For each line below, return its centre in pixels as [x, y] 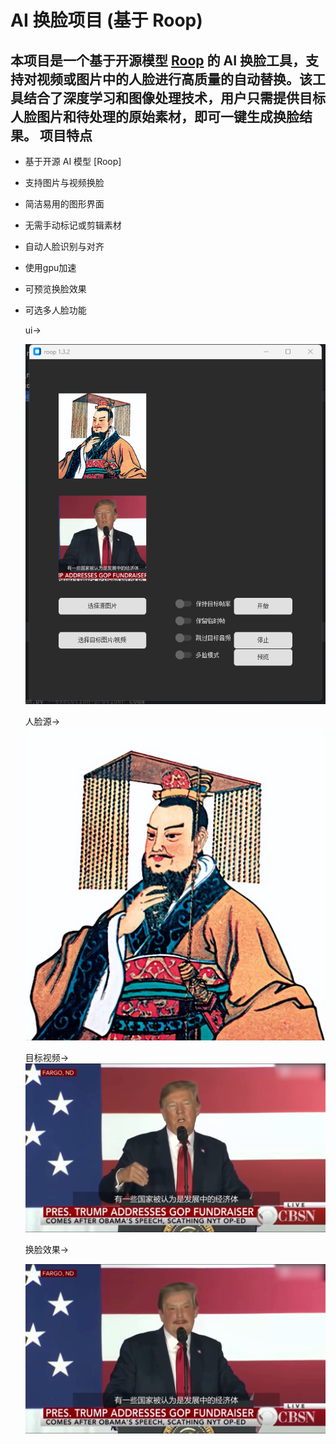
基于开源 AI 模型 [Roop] [73, 161]
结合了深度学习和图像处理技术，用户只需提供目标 [174, 97]
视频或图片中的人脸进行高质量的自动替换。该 [174, 79]
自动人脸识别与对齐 [64, 246]
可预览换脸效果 [55, 289]
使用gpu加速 [50, 267]
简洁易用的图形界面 [64, 204]
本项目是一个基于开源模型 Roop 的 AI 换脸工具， [158, 60]
